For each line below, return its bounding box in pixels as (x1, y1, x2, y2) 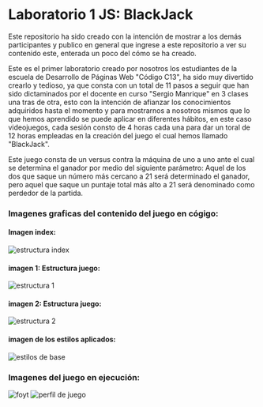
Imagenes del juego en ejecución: (8, 371, 141, 383)
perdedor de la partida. (8, 188, 84, 198)
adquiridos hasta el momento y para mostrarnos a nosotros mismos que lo (8, 105, 250, 115)
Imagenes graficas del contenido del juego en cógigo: (8, 208, 219, 219)
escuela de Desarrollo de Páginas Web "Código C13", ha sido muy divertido (8, 72, 254, 81)
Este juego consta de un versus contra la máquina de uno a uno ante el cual (8, 154, 255, 164)
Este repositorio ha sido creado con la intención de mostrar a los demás (8, 32, 242, 41)
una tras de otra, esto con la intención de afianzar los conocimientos (8, 97, 231, 107)
